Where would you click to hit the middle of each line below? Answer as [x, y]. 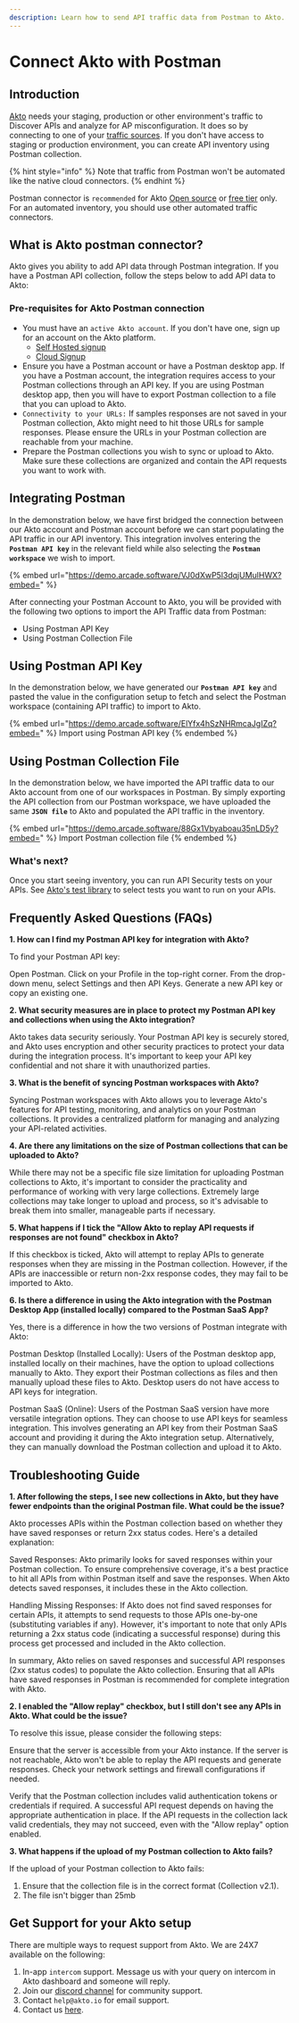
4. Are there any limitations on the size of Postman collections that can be [149, 1146]
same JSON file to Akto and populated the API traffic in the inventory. [137, 811]
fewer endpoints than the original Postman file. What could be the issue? [147, 1506]
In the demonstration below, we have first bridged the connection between [146, 519]
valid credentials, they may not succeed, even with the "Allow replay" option [149, 1825]
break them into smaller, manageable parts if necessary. [112, 1211]
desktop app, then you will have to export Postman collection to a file [149, 394]
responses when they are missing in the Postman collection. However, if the [149, 1264]
